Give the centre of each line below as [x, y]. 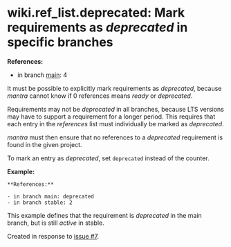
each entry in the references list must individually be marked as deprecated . [115, 123]
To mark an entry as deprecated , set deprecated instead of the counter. [108, 158]
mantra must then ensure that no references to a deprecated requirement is [115, 137]
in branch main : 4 [42, 75]
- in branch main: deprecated [51, 196]
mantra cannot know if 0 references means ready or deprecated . [100, 96]
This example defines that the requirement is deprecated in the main [104, 215]
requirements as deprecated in [98, 27]
